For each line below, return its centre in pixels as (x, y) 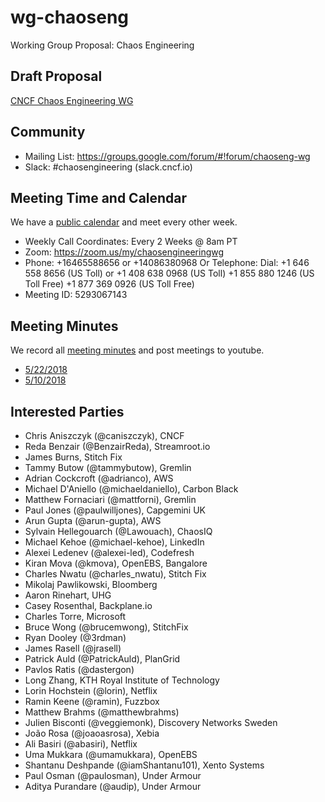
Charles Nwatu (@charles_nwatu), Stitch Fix (115, 574)
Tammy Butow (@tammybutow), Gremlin (108, 467)
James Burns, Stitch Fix (73, 457)
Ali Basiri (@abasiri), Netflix (81, 744)
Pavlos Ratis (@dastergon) (79, 669)
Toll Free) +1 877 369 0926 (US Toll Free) (109, 284)
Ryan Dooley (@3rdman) (75, 637)
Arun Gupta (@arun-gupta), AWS (93, 520)
